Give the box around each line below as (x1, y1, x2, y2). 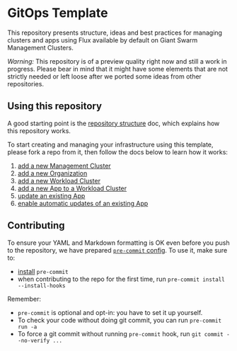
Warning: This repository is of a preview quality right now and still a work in (7, 57, 227, 65)
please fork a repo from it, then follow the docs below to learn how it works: (7, 147, 229, 156)
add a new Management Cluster (17, 161, 111, 170)
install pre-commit (17, 267, 69, 275)
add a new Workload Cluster (17, 176, 101, 185)
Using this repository (7, 100, 103, 113)
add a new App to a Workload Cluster (17, 184, 127, 192)
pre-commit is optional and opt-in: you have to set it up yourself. (17, 308, 203, 316)
